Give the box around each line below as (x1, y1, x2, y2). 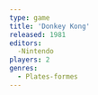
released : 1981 (9, 30, 67, 39)
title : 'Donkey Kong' (9, 22, 91, 31)
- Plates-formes (17, 72, 78, 81)
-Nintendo (17, 47, 54, 56)
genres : (9, 64, 39, 73)
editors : (9, 38, 42, 48)
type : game (9, 13, 50, 23)
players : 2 (9, 55, 50, 64)
